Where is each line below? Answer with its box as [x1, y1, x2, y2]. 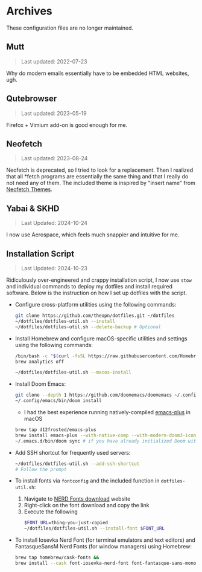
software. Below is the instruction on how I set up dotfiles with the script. [6, 289, 188, 296]
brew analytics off [14, 359, 65, 365]
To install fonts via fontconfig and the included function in [14, 477, 160, 484]
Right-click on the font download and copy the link [24, 502, 150, 509]
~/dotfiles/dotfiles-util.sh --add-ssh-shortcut [14, 461, 140, 467]
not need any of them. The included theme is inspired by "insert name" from [6, 180, 196, 187]
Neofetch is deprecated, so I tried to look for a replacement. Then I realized [6, 166, 194, 174]
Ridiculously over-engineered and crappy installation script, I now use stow [6, 276, 192, 284]
